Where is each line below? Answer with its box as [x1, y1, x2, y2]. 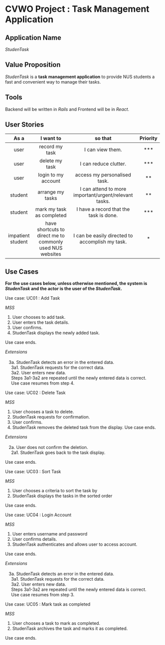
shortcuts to [36, 226, 65, 233]
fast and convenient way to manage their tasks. [5, 79, 101, 84]
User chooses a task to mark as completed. [12, 620, 101, 626]
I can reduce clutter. [80, 161, 127, 168]
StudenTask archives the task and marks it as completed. [12, 625, 128, 632]
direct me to [37, 232, 65, 239]
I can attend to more [80, 186, 127, 193]
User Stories [5, 120, 44, 129]
